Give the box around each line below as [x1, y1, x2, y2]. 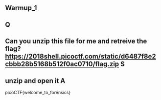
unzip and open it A [5, 77, 66, 85]
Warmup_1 [5, 4, 37, 12]
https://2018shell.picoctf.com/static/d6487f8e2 [5, 52, 157, 60]
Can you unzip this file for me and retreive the [5, 37, 147, 45]
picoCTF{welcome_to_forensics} [5, 89, 71, 95]
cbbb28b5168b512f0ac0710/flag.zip [5, 60, 119, 68]
